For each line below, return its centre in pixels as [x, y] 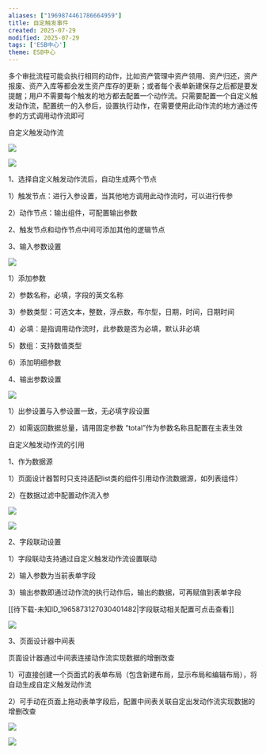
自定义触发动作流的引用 [46, 444]
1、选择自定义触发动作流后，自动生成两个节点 [82, 179]
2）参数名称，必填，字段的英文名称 [66, 295]
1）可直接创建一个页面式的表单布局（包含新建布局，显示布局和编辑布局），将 [133, 674]
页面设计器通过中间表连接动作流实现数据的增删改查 [91, 658]
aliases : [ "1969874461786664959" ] [65, 15]
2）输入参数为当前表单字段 [52, 575]
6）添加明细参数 [35, 362]
